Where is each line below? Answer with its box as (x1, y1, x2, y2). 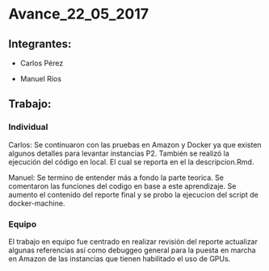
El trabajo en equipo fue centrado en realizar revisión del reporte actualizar (8, 236, 258, 246)
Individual (8, 122, 48, 133)
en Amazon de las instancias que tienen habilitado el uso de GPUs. (8, 253, 231, 263)
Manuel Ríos (19, 74, 62, 83)
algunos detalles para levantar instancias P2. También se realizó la (8, 148, 230, 158)
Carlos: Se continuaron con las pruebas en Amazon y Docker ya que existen (8, 140, 262, 149)
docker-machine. (8, 198, 65, 208)
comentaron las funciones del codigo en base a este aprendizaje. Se (8, 181, 237, 190)
